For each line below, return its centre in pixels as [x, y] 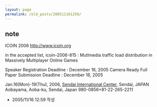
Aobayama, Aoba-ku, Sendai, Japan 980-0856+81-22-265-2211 [69, 90]
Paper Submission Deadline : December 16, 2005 [54, 75]
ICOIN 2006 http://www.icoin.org [38, 46]
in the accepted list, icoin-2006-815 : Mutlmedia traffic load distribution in [79, 55]
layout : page [18, 10]
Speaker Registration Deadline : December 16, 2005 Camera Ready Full [76, 70]
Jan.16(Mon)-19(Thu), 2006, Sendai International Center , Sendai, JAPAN [77, 85]
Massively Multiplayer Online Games [42, 60]
